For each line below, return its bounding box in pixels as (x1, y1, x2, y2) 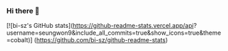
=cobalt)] (6, 36, 33, 44)
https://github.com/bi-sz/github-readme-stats (36, 36, 166, 44)
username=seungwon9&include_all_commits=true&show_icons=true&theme (6, 29, 222, 37)
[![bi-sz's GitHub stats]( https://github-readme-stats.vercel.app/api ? (6, 22, 197, 30)
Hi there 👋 (6, 6, 40, 16)
